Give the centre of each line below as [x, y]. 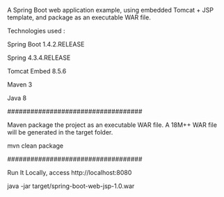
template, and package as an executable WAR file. [79, 17]
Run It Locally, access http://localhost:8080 [70, 172]
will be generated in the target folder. [60, 132]
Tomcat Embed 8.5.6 [37, 71]
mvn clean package [35, 146]
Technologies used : [36, 31]
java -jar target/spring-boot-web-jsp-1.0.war [71, 186]
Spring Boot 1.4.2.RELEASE [46, 44]
